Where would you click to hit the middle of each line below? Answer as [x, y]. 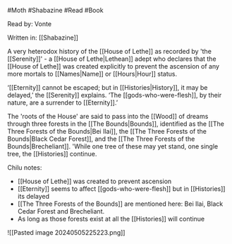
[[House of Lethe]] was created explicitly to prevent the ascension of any [114, 66]
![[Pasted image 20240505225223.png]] [66, 232]
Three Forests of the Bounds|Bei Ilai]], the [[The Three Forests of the [107, 131]
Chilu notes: [25, 168]
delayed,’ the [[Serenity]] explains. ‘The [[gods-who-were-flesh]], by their [115, 95]
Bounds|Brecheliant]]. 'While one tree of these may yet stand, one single [113, 146]
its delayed [33, 196]
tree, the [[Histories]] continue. [52, 154]
